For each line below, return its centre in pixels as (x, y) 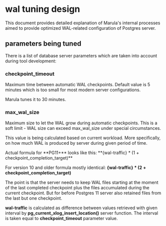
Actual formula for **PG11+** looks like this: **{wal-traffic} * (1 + (72, 153)
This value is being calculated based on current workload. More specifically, (83, 138)
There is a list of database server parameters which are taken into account (81, 56)
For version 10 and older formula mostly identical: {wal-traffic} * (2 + (76, 168)
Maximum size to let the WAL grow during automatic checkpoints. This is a (81, 123)
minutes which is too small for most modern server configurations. (73, 90)
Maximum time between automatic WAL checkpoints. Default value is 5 (78, 85)
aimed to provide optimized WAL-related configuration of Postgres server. (81, 28)
